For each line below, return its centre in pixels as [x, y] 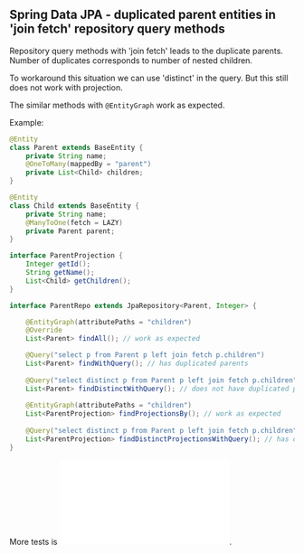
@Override [44, 330]
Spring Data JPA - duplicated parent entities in [142, 15]
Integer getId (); [58, 264]
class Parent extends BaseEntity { [76, 147]
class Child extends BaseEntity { [75, 206]
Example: [27, 122]
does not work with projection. [66, 87]
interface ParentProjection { [66, 256]
